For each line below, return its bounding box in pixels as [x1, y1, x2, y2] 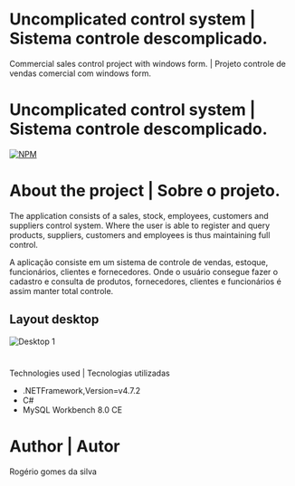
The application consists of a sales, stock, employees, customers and [9, 210, 269, 221]
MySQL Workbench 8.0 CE [22, 404, 123, 415]
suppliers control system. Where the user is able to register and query [9, 220, 271, 231]
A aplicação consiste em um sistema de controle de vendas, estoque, [9, 256, 269, 267]
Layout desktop [9, 312, 100, 328]
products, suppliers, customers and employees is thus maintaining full [9, 229, 271, 240]
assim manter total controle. [9, 285, 114, 296]
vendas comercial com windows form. [9, 68, 152, 79]
